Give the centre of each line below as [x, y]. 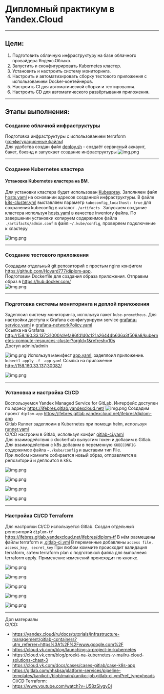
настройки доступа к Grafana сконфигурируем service [62, 320]
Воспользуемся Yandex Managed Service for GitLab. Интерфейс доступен [82, 403]
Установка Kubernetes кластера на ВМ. [47, 181]
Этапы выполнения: [37, 112]
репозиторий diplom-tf [29, 532]
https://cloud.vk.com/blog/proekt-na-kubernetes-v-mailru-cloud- [78, 655]
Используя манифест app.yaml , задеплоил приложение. [86, 355]
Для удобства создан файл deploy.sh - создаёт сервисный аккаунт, [75, 147]
